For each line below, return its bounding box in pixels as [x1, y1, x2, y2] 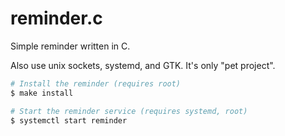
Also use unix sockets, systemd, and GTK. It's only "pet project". [10, 59, 276, 71]
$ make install [10, 88, 74, 98]
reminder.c [10, 7, 103, 30]
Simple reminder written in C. [10, 40, 131, 52]
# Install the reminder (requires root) [10, 78, 182, 89]
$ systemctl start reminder [10, 115, 128, 126]
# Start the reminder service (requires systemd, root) [10, 106, 248, 116]
